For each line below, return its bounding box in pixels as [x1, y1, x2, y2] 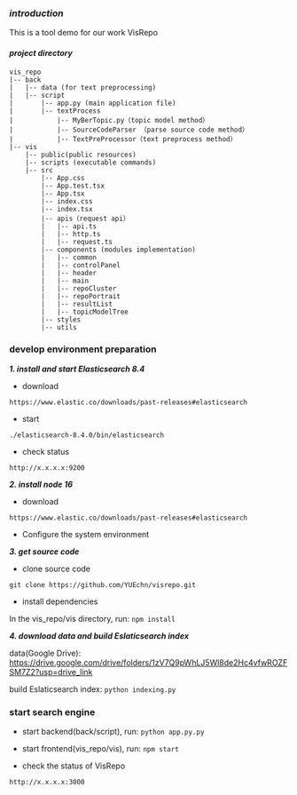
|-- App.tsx [41, 189, 86, 198]
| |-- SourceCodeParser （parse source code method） [9, 125, 249, 134]
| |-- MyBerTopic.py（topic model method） [9, 115, 210, 124]
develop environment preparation [9, 343, 157, 355]
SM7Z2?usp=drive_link [9, 666, 93, 677]
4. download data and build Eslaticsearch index [9, 630, 189, 641]
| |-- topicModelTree [41, 307, 129, 316]
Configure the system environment [21, 529, 150, 539]
